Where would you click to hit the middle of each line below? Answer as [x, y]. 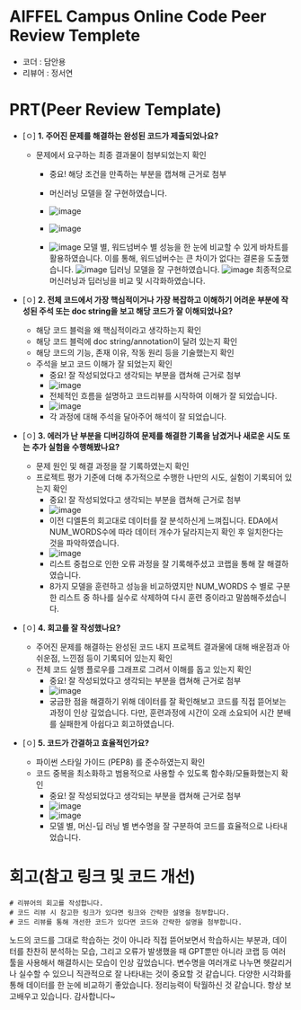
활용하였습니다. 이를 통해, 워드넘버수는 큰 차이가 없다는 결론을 [157, 258]
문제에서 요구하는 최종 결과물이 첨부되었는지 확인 [121, 155]
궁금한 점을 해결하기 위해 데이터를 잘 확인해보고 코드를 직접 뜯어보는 [168, 701]
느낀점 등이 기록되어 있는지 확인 [118, 658]
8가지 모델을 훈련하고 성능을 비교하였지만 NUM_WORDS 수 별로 [161, 586]
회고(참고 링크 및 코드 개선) [102, 877]
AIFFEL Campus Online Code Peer [138, 17]
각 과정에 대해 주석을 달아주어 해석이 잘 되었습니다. [138, 416]
